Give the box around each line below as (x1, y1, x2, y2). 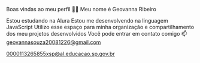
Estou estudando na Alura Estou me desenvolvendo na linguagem (6, 17, 169, 24)
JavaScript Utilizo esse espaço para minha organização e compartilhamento (6, 24, 195, 30)
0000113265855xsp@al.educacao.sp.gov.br (6, 51, 115, 57)
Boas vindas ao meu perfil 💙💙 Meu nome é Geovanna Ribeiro (6, 6, 157, 12)
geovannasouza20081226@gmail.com (6, 39, 101, 46)
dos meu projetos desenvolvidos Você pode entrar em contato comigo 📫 (6, 30, 187, 37)
